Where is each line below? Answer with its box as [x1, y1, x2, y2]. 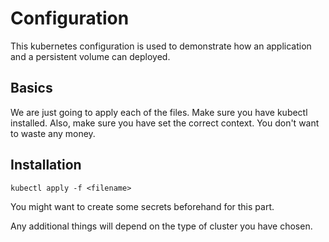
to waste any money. [10, 127, 96, 139]
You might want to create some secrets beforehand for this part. [10, 200, 275, 212]
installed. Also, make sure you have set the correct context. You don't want [10, 117, 320, 129]
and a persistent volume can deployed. [10, 50, 171, 62]
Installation [10, 157, 82, 174]
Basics [10, 80, 53, 97]
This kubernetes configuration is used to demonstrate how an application [10, 40, 312, 52]
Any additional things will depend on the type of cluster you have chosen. [10, 220, 313, 232]
